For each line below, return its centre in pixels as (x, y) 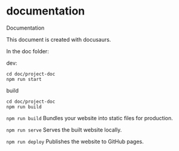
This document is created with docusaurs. (59, 39)
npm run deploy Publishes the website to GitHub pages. (75, 141)
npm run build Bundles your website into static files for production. (90, 118)
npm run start (24, 79)
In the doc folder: (28, 51)
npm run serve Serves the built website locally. (64, 130)
